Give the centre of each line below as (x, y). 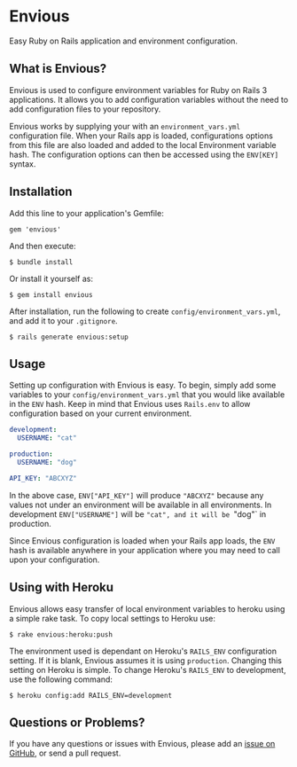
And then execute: (43, 246)
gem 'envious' (35, 229)
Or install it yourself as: (51, 278)
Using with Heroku (61, 587)
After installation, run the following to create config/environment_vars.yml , (145, 311)
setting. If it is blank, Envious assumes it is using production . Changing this (145, 660)
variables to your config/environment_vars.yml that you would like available (147, 395)
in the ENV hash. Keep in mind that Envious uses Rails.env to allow (130, 404)
